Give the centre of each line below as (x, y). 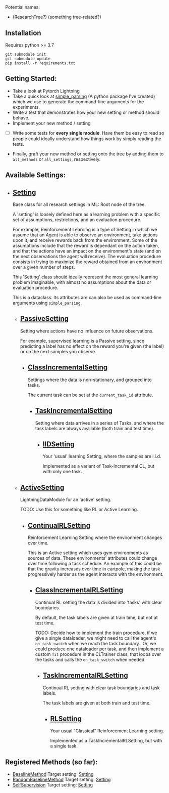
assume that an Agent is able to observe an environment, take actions (85, 235)
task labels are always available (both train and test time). (95, 428)
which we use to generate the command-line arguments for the (78, 101)
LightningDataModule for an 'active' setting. (66, 499)
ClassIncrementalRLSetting (79, 590)
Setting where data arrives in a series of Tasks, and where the (99, 423)
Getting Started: (31, 79)
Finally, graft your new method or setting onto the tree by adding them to (88, 154)
